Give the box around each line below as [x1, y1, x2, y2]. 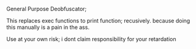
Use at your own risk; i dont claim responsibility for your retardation [6, 36, 176, 42]
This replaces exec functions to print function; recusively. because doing [6, 17, 190, 24]
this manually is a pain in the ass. [6, 24, 90, 31]
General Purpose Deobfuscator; [6, 6, 87, 12]
